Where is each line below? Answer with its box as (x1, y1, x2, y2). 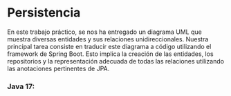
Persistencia (7, 5, 81, 21)
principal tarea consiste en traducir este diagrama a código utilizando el (7, 42, 212, 50)
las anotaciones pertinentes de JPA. (7, 64, 110, 73)
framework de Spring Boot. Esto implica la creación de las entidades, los (7, 50, 214, 58)
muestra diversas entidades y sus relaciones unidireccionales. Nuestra (7, 35, 209, 43)
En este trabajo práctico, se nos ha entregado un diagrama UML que (7, 28, 202, 36)
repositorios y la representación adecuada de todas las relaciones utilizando (7, 57, 225, 65)
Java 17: (7, 81, 35, 91)
